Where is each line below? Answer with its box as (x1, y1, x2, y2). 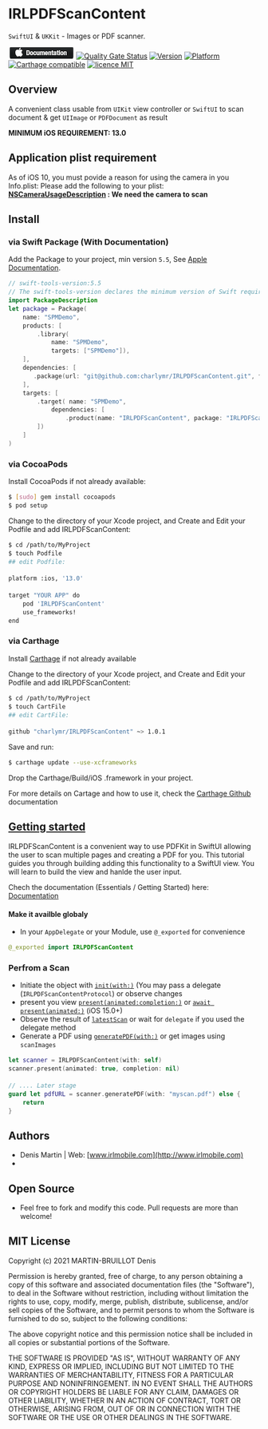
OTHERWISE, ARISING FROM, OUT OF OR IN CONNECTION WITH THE (8, 1403, 241, 1414)
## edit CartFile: (8, 711, 69, 719)
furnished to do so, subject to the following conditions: (8, 1313, 187, 1323)
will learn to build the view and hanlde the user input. (8, 867, 182, 876)
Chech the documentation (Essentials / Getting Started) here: (8, 882, 209, 891)
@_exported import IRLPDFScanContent (8, 943, 134, 951)
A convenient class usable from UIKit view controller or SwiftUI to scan (8, 104, 245, 113)
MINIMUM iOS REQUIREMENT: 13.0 (8, 128, 127, 137)
